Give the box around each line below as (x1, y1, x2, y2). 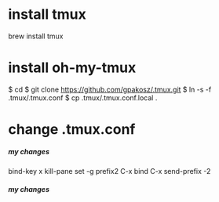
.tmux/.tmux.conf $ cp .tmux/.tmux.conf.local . (8, 92, 158, 103)
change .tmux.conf (8, 121, 136, 139)
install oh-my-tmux (8, 59, 137, 77)
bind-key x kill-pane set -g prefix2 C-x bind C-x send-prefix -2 (8, 167, 211, 176)
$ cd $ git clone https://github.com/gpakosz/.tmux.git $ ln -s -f (8, 85, 212, 94)
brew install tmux (8, 31, 64, 41)
